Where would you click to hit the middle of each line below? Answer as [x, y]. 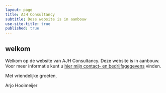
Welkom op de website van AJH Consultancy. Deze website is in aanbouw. [82, 60]
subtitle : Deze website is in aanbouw [46, 19]
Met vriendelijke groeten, [31, 75]
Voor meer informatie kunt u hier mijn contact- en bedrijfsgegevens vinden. [83, 66]
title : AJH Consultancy [30, 14]
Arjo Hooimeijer [21, 85]
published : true [22, 28]
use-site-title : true [28, 24]
